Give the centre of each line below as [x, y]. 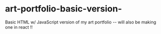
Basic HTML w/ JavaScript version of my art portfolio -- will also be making [81, 22]
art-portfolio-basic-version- [63, 9]
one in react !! [19, 27]
